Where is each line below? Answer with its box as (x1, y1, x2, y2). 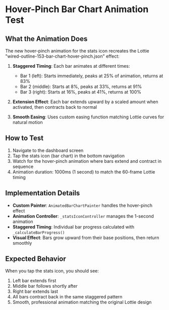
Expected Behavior (5, 254, 67, 263)
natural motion (12, 119, 43, 125)
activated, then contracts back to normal (12, 104, 97, 110)
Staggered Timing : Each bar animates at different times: (12, 63, 130, 69)
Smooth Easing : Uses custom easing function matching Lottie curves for (12, 114, 164, 120)
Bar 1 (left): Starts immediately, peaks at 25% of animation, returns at (20, 73, 163, 79)
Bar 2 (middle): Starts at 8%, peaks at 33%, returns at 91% (20, 83, 142, 90)
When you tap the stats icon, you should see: (5, 268, 99, 274)
